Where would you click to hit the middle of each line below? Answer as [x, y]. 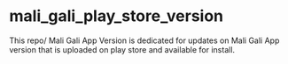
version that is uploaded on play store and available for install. [122, 49]
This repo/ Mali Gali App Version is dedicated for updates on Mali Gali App [144, 40]
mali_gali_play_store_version [117, 16]
